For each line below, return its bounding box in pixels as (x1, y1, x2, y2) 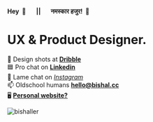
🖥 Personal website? (7, 91, 68, 99)
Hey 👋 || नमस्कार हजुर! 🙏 (7, 7, 89, 15)
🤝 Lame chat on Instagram (7, 73, 84, 81)
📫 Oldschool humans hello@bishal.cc (7, 80, 119, 89)
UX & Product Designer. (7, 31, 147, 47)
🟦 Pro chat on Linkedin (7, 63, 75, 71)
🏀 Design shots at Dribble (7, 54, 82, 63)
